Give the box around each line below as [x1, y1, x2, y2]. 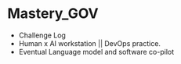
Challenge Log [18, 30, 66, 40]
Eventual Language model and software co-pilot [18, 47, 174, 56]
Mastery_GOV [7, 5, 99, 23]
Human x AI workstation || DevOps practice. [18, 38, 161, 48]
